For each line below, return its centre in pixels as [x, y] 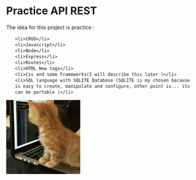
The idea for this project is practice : [50, 27]
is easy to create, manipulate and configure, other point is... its [102, 86]
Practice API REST [52, 11]
